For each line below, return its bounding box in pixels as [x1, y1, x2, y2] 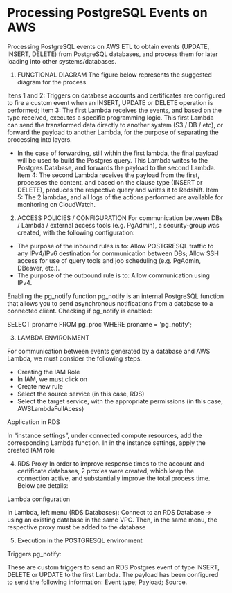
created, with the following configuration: [17, 228, 135, 237]
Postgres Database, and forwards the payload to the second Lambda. [17, 163, 216, 172]
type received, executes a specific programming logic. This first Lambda [7, 113, 214, 122]
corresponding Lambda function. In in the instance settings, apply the [7, 438, 206, 447]
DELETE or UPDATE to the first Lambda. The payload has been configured [7, 570, 219, 578]
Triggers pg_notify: [7, 549, 62, 558]
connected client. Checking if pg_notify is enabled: [7, 307, 152, 315]
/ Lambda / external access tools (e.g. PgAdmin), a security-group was [17, 221, 220, 229]
